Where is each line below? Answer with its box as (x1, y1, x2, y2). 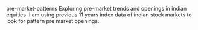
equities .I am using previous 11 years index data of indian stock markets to (6, 11, 192, 18)
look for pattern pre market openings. (6, 18, 100, 24)
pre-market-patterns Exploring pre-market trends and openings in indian (6, 5, 187, 12)
